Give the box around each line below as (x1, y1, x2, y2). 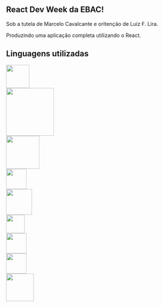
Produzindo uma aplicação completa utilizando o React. (6, 32, 141, 39)
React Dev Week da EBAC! (6, 5, 104, 15)
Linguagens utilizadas (6, 49, 89, 59)
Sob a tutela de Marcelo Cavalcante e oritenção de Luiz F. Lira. (6, 20, 158, 27)
